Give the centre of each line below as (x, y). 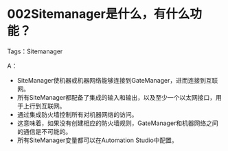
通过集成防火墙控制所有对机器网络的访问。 (77, 114)
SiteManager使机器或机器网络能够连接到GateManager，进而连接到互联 (117, 80)
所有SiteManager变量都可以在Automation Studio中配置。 (98, 140)
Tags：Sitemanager (35, 51)
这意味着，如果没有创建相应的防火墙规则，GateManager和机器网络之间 (117, 123)
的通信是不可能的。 (44, 131)
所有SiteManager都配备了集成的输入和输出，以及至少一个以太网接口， (116, 97)
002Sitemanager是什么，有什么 (99, 14)
